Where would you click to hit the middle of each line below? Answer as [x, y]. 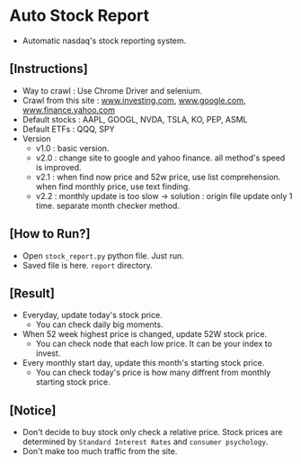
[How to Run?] [50, 234]
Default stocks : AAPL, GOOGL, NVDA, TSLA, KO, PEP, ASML [135, 119]
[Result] [32, 293]
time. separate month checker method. [107, 205]
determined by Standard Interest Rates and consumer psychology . [145, 441]
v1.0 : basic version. [72, 148]
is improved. [59, 167]
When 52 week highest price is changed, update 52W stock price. [145, 334]
